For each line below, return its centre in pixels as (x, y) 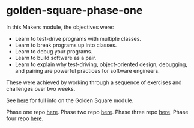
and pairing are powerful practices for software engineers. (87, 70)
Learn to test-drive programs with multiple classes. (78, 38)
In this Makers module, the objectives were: (60, 27)
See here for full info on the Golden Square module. (70, 100)
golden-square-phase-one (74, 11)
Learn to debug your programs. (54, 51)
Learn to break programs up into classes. (66, 45)
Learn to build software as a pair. (56, 58)
